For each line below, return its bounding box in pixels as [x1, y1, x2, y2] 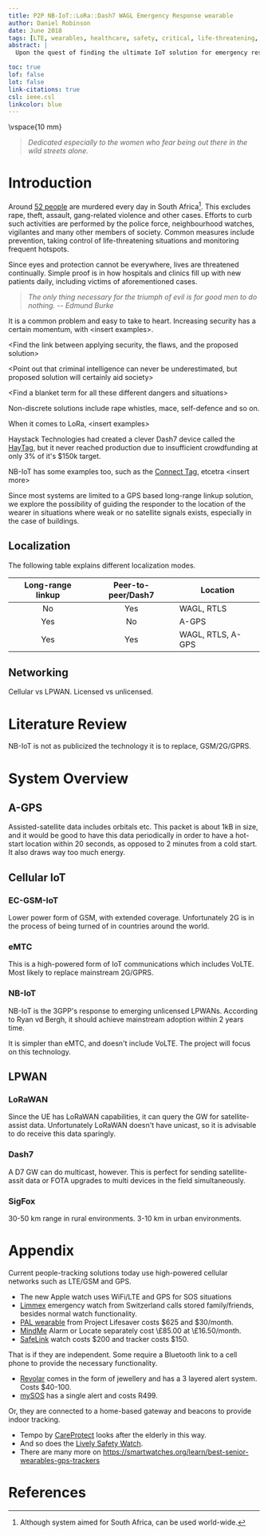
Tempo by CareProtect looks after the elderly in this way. [19, 1430, 207, 1439]
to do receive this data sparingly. [8, 1129, 116, 1138]
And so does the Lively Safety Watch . [19, 1438, 144, 1448]
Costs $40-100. [19, 1382, 72, 1391]
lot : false [8, 77, 45, 86]
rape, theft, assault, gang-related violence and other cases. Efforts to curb [8, 210, 253, 220]
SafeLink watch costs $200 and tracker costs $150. [19, 1334, 189, 1343]
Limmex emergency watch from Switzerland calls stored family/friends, [19, 1300, 254, 1310]
